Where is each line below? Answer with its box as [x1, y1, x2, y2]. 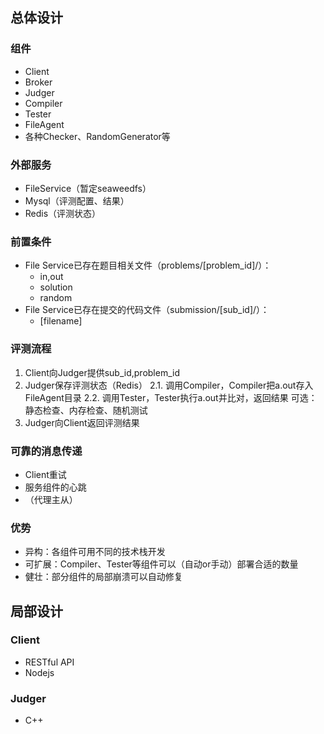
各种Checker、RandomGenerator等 [24, 130, 171, 142]
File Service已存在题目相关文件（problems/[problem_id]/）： [24, 259, 272, 272]
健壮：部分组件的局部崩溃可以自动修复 [24, 571, 183, 583]
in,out [39, 271, 64, 283]
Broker [24, 76, 53, 88]
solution [39, 281, 73, 293]
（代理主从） [24, 493, 78, 505]
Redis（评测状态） [24, 207, 102, 219]
